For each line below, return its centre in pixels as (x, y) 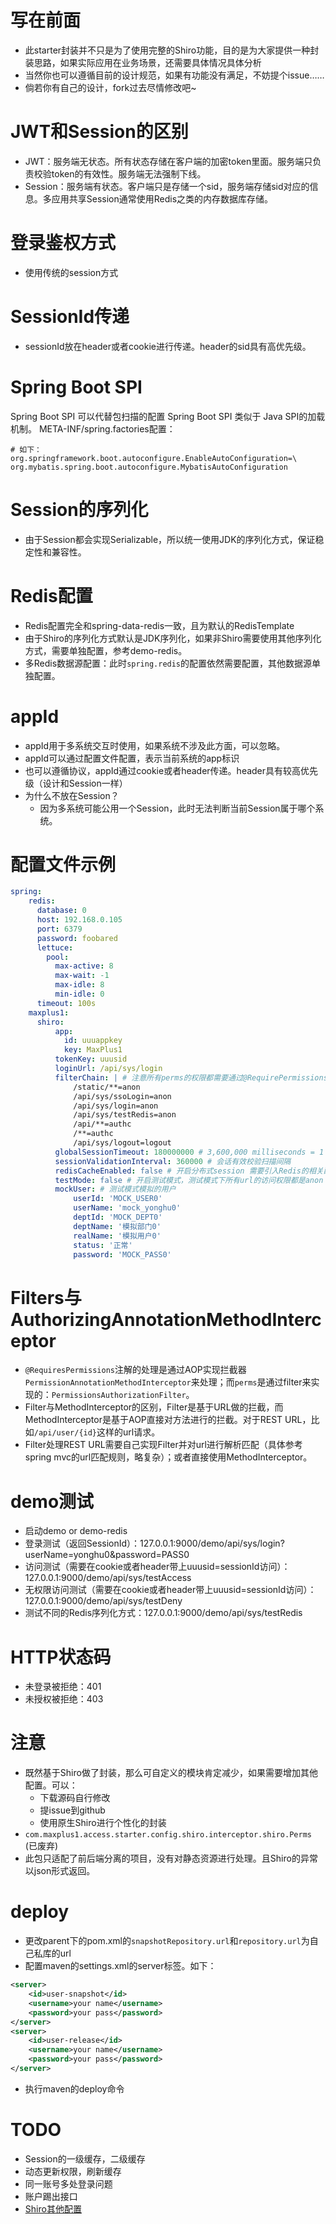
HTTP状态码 (61, 1657)
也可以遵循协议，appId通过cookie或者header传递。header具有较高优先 (171, 770)
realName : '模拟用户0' (117, 1236)
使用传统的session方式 (71, 272)
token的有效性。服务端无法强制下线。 (129, 173)
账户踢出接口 (51, 2196)
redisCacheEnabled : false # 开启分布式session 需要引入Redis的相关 (189, 1171)
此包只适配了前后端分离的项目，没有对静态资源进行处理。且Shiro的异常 (171, 1858)
